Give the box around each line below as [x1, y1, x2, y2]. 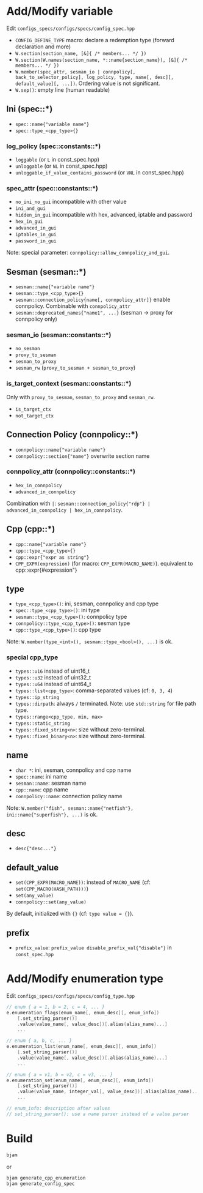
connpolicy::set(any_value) [15, 899, 87, 905]
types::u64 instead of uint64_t [15, 680, 91, 687]
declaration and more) [15, 43, 71, 50]
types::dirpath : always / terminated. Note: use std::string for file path [15, 700, 196, 707]
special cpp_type [6, 653, 59, 662]
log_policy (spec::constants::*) [6, 142, 101, 151]
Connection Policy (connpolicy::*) [6, 430, 139, 440]
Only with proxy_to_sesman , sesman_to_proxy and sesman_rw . [6, 393, 155, 400]
